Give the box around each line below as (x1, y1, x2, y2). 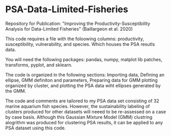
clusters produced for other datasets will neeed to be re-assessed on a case (5, 108, 166, 115)
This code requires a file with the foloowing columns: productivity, (5, 36, 144, 42)
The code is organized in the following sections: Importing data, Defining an (5, 71, 165, 77)
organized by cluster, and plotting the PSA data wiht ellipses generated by (5, 83, 161, 89)
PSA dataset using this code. (5, 125, 66, 131)
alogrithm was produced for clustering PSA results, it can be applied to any (5, 119, 163, 125)
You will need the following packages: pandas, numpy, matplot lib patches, (5, 56, 162, 62)
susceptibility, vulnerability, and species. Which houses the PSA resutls (5, 41, 155, 47)
